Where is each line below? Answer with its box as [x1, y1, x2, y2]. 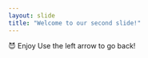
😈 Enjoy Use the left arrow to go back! [8, 41, 136, 50]
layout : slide [8, 11, 56, 20]
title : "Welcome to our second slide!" [8, 19, 142, 27]
